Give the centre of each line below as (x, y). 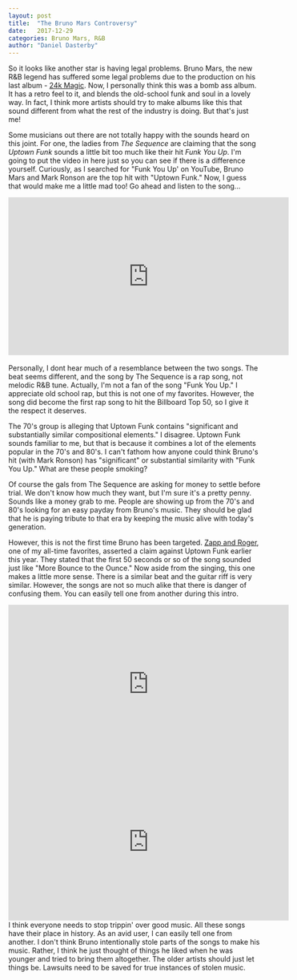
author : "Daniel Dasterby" (53, 46)
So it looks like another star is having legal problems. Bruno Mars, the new (130, 68)
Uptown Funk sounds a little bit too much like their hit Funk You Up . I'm (125, 152)
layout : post (30, 16)
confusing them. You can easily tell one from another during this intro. (123, 593)
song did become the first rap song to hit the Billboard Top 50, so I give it (128, 403)
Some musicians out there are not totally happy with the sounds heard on (129, 135)
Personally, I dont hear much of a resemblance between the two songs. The (133, 368)
